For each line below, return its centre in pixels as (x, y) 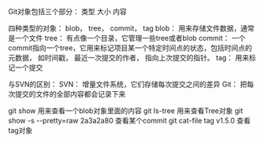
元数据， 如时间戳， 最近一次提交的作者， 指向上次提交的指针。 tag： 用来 (129, 58)
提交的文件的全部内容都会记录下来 (70, 94)
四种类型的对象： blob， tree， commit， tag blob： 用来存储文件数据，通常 (131, 28)
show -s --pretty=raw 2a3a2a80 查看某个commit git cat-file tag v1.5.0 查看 (129, 121)
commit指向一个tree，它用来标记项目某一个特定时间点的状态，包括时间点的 (130, 48)
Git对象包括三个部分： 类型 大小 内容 (68, 11)
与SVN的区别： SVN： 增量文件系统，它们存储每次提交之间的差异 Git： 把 (128, 84)
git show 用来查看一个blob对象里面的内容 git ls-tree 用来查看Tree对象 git (126, 111)
